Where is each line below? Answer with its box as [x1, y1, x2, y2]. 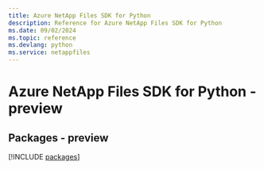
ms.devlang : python [8, 41, 73, 49]
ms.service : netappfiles [8, 48, 91, 56]
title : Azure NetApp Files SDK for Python [8, 11, 151, 20]
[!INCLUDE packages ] [8, 152, 80, 161]
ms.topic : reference [8, 33, 77, 42]
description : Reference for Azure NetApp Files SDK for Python [8, 19, 223, 27]
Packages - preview [8, 131, 109, 144]
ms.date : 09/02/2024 [8, 26, 77, 34]
